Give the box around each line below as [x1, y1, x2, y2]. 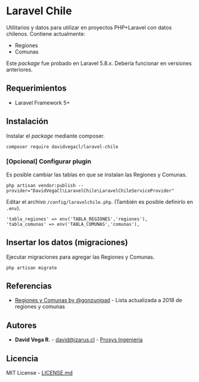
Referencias [6, 281, 52, 291]
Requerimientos [6, 83, 67, 94]
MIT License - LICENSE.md [6, 369, 73, 377]
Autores [6, 320, 37, 330]
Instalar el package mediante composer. [6, 132, 105, 139]
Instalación [6, 116, 49, 126]
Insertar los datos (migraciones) [6, 237, 128, 248]
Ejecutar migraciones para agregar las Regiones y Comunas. [6, 253, 155, 260]
